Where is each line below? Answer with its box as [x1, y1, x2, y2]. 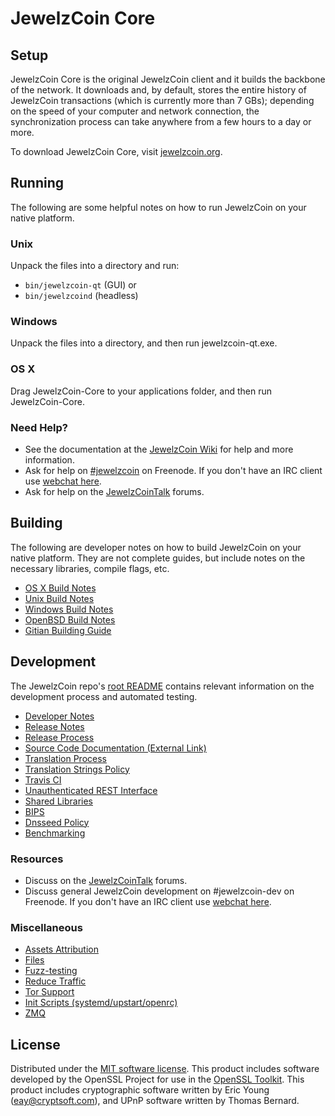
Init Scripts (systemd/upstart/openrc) [24, 997, 178, 1009]
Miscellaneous [10, 920, 83, 934]
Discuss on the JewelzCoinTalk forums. [24, 874, 188, 886]
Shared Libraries [24, 795, 93, 807]
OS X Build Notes [24, 582, 97, 594]
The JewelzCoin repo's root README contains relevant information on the [10, 680, 315, 692]
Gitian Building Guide [24, 624, 112, 636]
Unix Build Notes [24, 592, 95, 604]
